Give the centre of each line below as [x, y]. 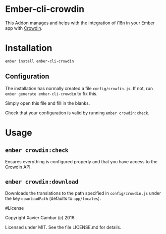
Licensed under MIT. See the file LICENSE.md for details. [63, 227]
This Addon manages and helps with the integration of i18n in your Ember [80, 23]
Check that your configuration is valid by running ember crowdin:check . [77, 113]
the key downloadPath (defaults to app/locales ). [53, 198]
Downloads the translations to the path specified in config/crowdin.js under [83, 193]
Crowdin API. [19, 167]
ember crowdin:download [42, 182]
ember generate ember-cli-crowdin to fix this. [51, 94]
